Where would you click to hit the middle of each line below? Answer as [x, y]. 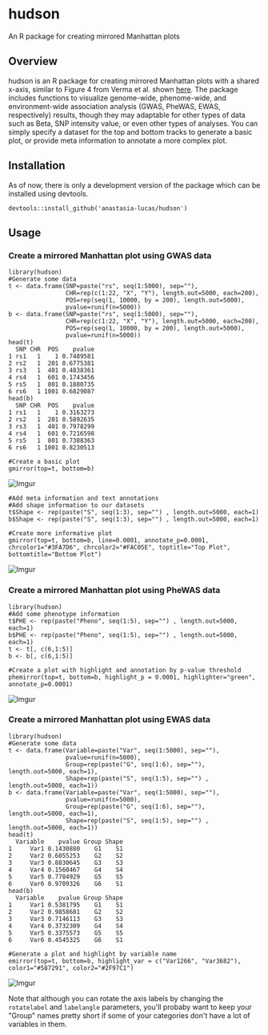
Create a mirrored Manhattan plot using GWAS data [110, 255]
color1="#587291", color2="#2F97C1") [71, 968]
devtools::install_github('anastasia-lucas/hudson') [98, 208]
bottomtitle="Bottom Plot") [55, 554]
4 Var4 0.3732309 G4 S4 [66, 926]
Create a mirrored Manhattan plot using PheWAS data [114, 591]
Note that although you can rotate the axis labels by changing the [116, 998]
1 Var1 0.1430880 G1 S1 [66, 848]
